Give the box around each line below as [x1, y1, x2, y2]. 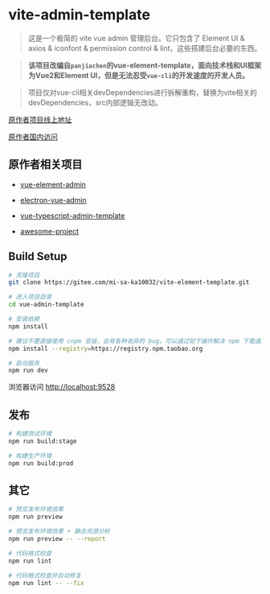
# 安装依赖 [8, 316, 40, 324]
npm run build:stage [8, 437, 78, 445]
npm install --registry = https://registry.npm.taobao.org [8, 344, 203, 353]
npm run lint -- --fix [8, 579, 84, 587]
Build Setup [8, 250, 67, 263]
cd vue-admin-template [8, 300, 84, 309]
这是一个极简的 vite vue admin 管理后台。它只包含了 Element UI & [27, 33, 245, 43]
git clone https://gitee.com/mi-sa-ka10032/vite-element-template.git [8, 278, 250, 287]
